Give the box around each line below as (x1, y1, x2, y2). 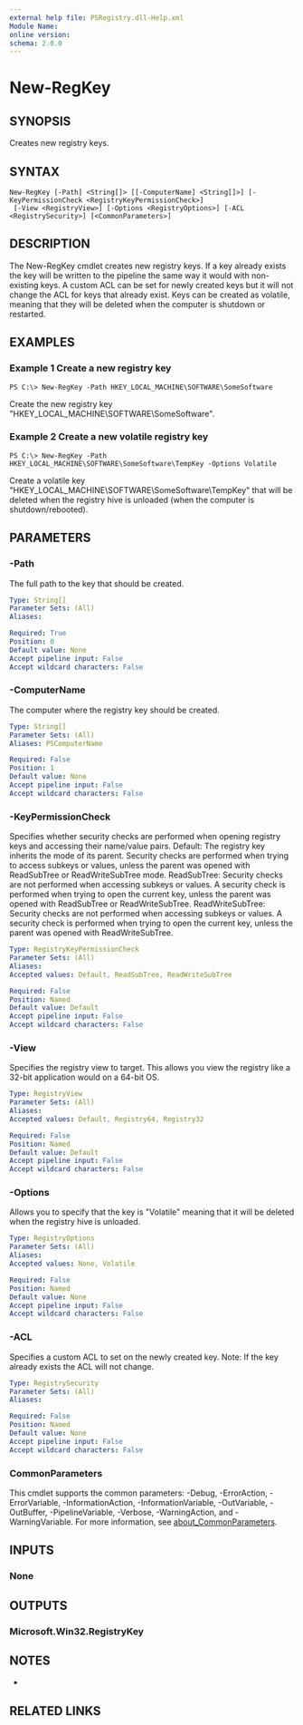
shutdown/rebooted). (9, 504, 89, 515)
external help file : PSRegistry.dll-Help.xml (9, 13, 184, 23)
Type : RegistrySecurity (9, 1379, 99, 1388)
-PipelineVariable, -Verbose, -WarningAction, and (49, 1507, 233, 1517)
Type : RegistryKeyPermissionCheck (9, 945, 140, 955)
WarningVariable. (9, 1516, 74, 1527)
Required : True (9, 629, 67, 638)
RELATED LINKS (9, 1703, 101, 1719)
